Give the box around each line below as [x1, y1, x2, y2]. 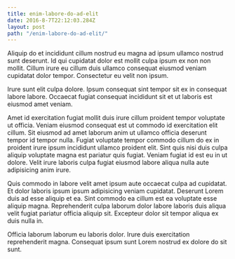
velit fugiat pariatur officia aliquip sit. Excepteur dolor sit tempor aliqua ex [7, 209, 219, 218]
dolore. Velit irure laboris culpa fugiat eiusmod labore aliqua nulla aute [7, 159, 209, 167]
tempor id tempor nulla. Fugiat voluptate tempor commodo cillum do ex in [7, 136, 220, 145]
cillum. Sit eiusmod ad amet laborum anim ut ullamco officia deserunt [7, 128, 207, 137]
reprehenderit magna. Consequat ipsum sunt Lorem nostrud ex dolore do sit [7, 238, 227, 246]
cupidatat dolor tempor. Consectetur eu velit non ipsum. [7, 72, 169, 80]
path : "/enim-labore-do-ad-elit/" [7, 29, 109, 37]
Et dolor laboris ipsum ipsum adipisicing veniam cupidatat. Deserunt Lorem [7, 187, 224, 195]
